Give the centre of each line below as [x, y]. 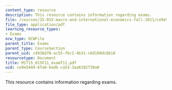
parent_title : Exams [27, 44]
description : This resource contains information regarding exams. [79, 15]
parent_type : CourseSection [35, 48]
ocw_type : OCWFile [25, 39]
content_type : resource [31, 10]
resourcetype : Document [31, 58]
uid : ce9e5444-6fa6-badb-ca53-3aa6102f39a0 [52, 67]
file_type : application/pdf [35, 24]
